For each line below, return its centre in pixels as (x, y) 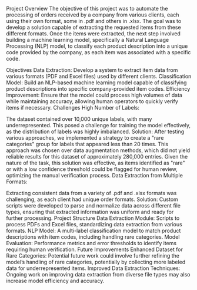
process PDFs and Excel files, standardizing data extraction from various (94, 224)
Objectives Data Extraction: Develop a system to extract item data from (92, 70)
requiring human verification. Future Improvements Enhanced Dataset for (95, 249)
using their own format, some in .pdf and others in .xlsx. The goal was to (94, 21)
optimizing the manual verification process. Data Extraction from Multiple (95, 175)
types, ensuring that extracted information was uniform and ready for (90, 212)
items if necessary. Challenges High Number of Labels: (73, 108)
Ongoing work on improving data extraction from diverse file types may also (98, 274)
